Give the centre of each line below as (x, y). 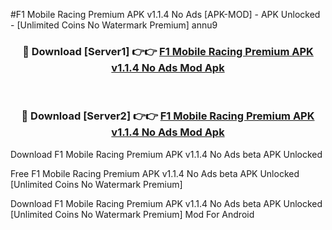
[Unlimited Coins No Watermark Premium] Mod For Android (132, 214)
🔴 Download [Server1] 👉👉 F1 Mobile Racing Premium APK (168, 51)
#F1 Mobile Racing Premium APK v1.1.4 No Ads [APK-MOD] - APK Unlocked (165, 14)
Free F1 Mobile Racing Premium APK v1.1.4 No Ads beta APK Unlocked (155, 173)
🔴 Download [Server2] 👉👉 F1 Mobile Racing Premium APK (168, 116)
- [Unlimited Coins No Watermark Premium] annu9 (114, 25)
